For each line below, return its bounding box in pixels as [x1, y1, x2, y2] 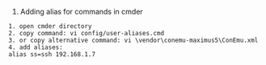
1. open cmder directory [8, 22, 92, 30]
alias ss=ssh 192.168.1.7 [8, 51, 95, 59]
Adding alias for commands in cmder [19, 7, 143, 16]
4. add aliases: [8, 43, 63, 51]
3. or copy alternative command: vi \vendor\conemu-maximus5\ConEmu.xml [8, 36, 259, 44]
